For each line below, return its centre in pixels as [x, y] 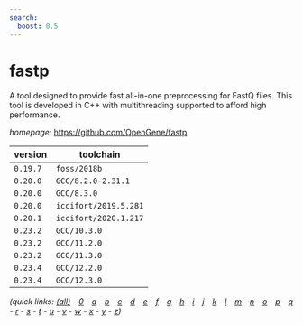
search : [24, 18]
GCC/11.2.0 [79, 243]
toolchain [100, 154]
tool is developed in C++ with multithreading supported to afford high [138, 106]
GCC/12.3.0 [79, 280]
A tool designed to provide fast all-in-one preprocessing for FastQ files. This [151, 96]
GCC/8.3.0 [77, 194]
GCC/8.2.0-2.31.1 [93, 181]
